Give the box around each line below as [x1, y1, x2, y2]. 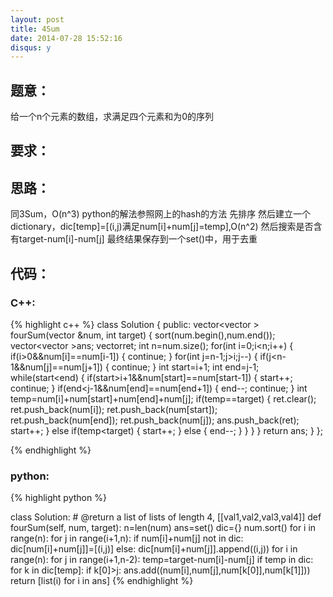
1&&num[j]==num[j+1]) [10, 361, 103, 373]
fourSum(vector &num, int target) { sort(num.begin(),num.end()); [10, 329, 276, 341]
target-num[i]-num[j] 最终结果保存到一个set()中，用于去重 [18, 233, 258, 245]
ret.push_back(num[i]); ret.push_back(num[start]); [10, 403, 218, 415]
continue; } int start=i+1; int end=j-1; [111, 361, 260, 373]
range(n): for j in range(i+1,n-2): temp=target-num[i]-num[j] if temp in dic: [10, 554, 314, 566]
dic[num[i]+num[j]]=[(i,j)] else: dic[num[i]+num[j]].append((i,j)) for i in [10, 543, 298, 555]
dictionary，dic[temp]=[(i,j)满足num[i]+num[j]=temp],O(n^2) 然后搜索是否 [10, 221, 314, 233]
